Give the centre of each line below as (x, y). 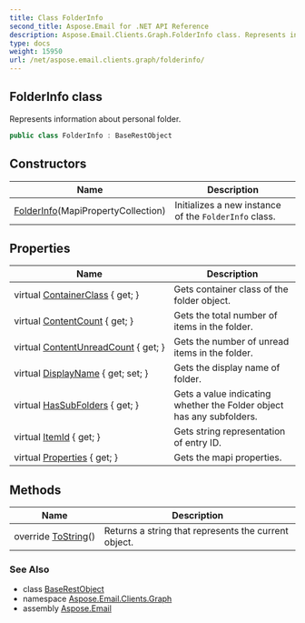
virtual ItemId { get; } (58, 437)
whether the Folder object (229, 406)
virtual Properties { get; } (66, 457)
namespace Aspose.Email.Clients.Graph (97, 599)
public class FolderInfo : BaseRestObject (91, 136)
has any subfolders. (216, 417)
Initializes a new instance (228, 205)
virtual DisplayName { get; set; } (81, 374)
